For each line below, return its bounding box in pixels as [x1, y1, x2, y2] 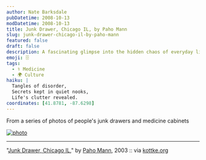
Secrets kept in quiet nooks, [12, 89, 89, 95]
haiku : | [6, 77, 29, 83]
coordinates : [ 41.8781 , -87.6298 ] [6, 100, 95, 106]
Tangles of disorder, [12, 83, 67, 90]
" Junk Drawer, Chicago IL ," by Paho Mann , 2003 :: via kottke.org [6, 147, 169, 154]
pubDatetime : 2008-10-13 [6, 15, 70, 21]
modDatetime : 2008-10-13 [6, 20, 70, 26]
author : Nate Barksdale [6, 9, 67, 15]
